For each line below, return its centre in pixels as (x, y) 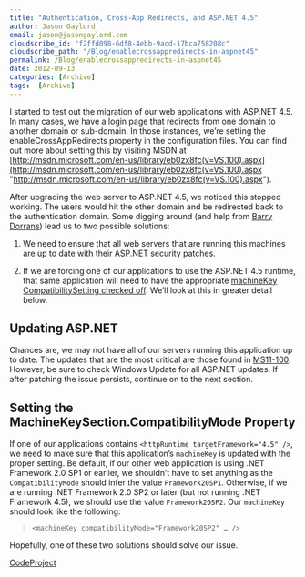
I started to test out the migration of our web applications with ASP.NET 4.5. (151, 111)
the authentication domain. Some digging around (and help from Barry (141, 216)
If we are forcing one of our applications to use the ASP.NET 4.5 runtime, (159, 270)
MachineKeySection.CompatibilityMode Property (152, 422)
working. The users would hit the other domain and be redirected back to (147, 207)
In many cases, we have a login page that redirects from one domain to (142, 121)
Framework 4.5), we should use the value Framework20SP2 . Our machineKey (147, 502)
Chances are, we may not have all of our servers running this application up (151, 350)
